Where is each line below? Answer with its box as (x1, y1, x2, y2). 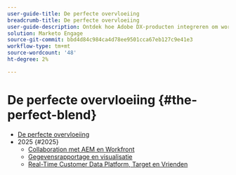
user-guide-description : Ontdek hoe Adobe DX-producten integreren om (7, 23, 218, 30)
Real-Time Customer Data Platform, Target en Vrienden (27, 160, 188, 168)
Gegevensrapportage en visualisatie (27, 152, 133, 161)
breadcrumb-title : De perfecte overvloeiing (7, 17, 140, 24)
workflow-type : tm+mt (7, 43, 71, 50)
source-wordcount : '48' (7, 50, 77, 57)
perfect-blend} (7, 106, 97, 122)
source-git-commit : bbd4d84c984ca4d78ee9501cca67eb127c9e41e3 (7, 36, 193, 43)
